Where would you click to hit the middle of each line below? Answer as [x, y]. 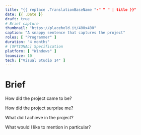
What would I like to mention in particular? [48, 127]
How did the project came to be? [38, 98]
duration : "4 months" [28, 42]
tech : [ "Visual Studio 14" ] [35, 60]
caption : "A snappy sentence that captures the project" [65, 33]
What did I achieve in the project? [39, 118]
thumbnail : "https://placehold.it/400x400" [51, 28]
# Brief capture [22, 23]
